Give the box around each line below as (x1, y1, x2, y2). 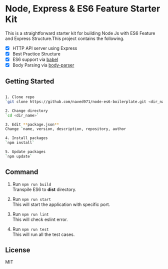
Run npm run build (12, 181, 51, 187)
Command (5, 168, 38, 176)
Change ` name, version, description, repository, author (5, 126, 126, 131)
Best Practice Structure (12, 51, 61, 56)
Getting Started (5, 77, 54, 85)
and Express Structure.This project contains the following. (5, 35, 124, 41)
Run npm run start (12, 196, 51, 202)
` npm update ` (5, 153, 32, 159)
